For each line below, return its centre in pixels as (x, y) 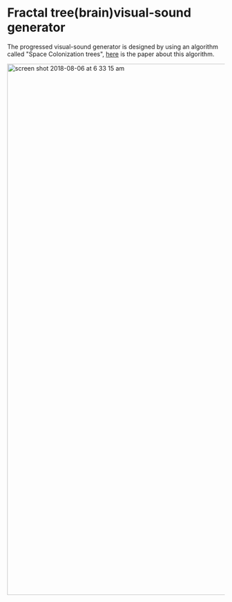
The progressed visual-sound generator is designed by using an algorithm (113, 46)
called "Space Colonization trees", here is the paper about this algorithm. (111, 54)
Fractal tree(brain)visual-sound (99, 13)
